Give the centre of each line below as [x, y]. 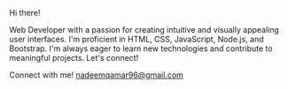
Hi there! [25, 13]
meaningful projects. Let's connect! [74, 58]
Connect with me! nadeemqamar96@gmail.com [97, 75]
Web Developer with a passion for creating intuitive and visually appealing [144, 30]
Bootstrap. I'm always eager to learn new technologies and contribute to [141, 48]
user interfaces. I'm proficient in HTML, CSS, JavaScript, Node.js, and [136, 39]
